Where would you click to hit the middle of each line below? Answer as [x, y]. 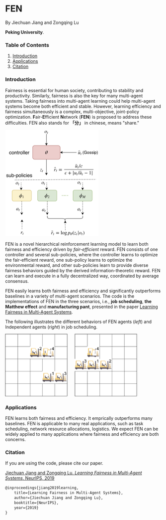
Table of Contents [27, 45]
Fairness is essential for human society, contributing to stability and [74, 90]
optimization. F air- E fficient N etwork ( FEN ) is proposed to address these [79, 117]
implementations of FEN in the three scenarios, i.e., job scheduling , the [78, 301]
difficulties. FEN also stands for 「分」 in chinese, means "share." [72, 123]
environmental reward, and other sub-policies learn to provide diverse [77, 265]
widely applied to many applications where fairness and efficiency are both [82, 434]
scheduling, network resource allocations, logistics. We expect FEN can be [82, 429]
